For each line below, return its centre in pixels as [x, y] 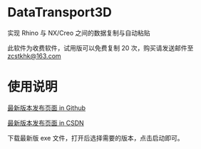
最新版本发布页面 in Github [47, 108]
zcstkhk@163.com [35, 56]
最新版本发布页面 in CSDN [46, 123]
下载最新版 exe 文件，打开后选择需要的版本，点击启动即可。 [96, 138]
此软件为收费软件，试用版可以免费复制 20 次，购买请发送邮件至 [100, 48]
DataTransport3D [60, 12]
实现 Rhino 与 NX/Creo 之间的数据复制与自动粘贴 [79, 33]
